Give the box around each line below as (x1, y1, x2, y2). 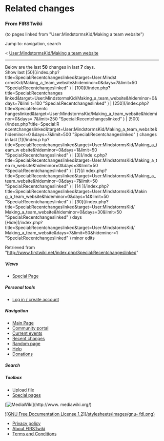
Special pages (12, 392, 41, 398)
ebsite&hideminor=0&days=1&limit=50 (20, 147, 98, 153)
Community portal (12, 325, 49, 331)
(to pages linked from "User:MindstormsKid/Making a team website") (5, 31, 144, 37)
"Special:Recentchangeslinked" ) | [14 (5, 183, 82, 189)
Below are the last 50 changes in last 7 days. (5, 64, 95, 70)
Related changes (5, 3, 75, 14)
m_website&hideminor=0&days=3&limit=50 (11, 163, 99, 169)
